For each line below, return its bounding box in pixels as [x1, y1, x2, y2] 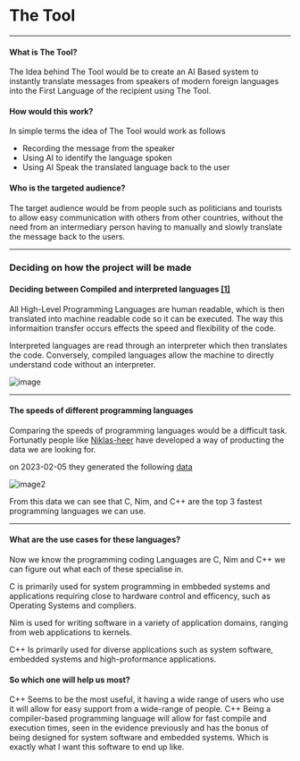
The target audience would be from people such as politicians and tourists [9, 202, 283, 213]
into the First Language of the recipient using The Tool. [9, 86, 212, 97]
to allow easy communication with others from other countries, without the [9, 212, 284, 223]
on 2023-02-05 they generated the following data [9, 461, 194, 472]
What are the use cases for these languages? [9, 534, 181, 545]
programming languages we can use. [9, 505, 146, 516]
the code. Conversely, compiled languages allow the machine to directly [9, 350, 275, 360]
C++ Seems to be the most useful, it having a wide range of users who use [9, 694, 285, 705]
